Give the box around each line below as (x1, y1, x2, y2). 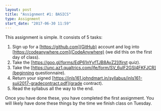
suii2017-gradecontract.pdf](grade (12, 81, 82, 86)
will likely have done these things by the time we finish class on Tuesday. (5, 100, 152, 106)
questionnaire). (35, 70, 66, 76)
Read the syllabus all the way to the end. (12, 85, 94, 91)
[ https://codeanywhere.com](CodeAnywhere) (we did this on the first (12, 49, 152, 55)
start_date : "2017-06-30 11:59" (5, 21, 71, 26)
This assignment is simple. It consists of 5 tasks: (5, 34, 103, 40)
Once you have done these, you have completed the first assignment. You (5, 95, 154, 101)
